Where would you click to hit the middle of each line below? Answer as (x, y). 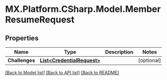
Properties (22, 38)
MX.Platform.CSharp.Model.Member (83, 9)
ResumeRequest (40, 20)
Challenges (21, 60)
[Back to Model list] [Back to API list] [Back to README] (62, 73)
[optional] (150, 60)
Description (119, 52)
